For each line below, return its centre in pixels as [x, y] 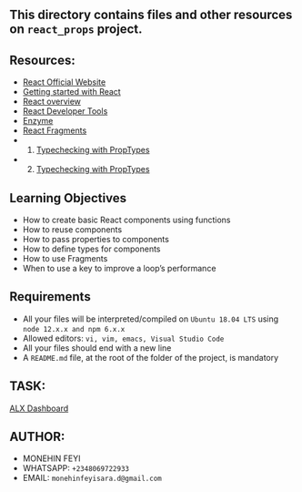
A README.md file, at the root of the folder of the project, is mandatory [151, 357]
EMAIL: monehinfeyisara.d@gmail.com [92, 478]
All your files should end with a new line [97, 348]
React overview [52, 102]
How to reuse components [72, 230]
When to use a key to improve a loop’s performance [119, 269]
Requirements [50, 297]
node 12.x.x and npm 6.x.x [74, 329]
